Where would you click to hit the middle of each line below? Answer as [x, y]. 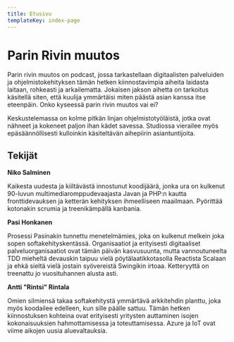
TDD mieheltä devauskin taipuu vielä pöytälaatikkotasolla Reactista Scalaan [117, 259]
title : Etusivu [30, 14]
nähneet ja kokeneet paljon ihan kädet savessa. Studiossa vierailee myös [113, 126]
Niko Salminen [29, 173]
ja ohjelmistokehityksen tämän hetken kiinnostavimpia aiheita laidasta [108, 83]
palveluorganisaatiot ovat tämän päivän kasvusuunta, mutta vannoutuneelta [117, 251]
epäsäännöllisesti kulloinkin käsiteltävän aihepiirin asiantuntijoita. [101, 133]
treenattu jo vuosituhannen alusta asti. [63, 274]
